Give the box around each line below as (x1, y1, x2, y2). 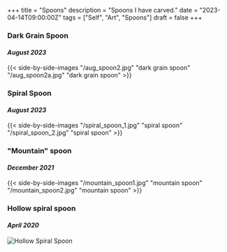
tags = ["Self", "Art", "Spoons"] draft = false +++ (62, 13, 203, 22)
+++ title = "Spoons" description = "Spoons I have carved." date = (7, 6, 198, 14)
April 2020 (7, 221, 40, 229)
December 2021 (7, 163, 54, 172)
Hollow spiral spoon (7, 204, 76, 214)
